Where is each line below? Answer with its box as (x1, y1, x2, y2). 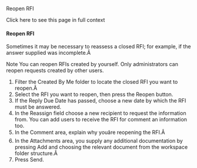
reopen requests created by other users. (6, 67, 104, 74)
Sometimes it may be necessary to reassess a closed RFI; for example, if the (6, 43, 191, 50)
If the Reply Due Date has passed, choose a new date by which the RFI (14, 97, 186, 104)
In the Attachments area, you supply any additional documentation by (14, 137, 183, 144)
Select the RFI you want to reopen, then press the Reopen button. (14, 91, 173, 98)
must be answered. (14, 103, 62, 111)
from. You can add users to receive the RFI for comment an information (14, 116, 187, 123)
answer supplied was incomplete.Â (6, 50, 91, 57)
